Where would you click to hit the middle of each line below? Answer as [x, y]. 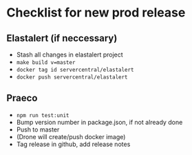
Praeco [22, 98]
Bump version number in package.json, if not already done [99, 122]
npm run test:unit [43, 115]
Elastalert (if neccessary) [62, 38]
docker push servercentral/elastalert [72, 77]
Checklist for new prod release [96, 13]
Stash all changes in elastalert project [70, 54]
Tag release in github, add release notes [73, 144]
